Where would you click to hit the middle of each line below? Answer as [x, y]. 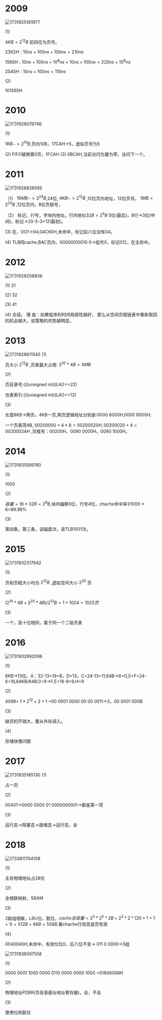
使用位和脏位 [18, 1013]
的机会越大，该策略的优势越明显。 [39, 320]
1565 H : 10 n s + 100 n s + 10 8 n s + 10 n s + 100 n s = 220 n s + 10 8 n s [68, 62]
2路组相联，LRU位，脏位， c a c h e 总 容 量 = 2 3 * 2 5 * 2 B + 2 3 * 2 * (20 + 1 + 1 [80, 918]
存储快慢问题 [18, 741]
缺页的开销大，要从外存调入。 [35, 721]
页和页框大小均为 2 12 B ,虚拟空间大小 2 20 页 [48, 582]
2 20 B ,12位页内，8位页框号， [34, 204]
